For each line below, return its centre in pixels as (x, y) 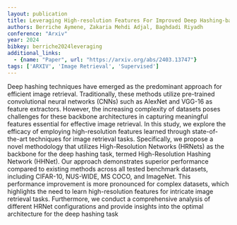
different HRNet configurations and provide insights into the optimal (105, 206)
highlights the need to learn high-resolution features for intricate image (110, 191)
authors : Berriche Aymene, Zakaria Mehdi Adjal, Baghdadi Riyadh (105, 27)
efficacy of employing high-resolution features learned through (99, 131)
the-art (18, 139)
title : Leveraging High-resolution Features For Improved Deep (102, 20)
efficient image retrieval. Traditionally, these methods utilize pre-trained (111, 94)
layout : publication (38, 14)
